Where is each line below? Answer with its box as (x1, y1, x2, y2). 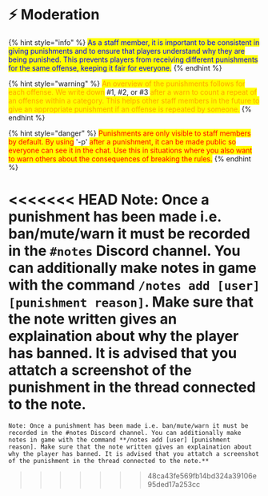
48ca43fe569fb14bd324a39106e (147, 470, 258, 481)
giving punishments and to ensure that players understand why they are (8, 46, 246, 55)
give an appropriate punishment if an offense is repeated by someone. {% (8, 104, 252, 114)
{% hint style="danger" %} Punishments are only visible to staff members (8, 128, 251, 138)
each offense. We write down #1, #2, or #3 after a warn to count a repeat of (8, 87, 258, 96)
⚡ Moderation (8, 6, 100, 24)
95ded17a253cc (147, 479, 201, 489)
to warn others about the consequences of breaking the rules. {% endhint (8, 153, 252, 164)
